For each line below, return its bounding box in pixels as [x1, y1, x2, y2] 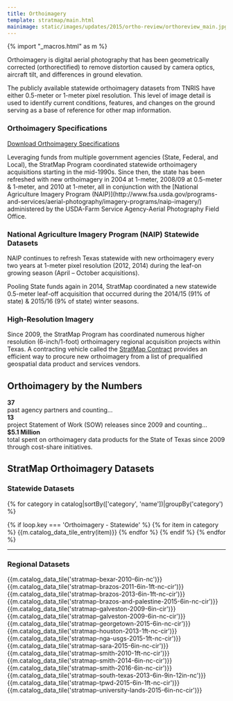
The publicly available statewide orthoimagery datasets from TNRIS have [7, 84, 216, 93]
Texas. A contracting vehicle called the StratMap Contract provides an [7, 345, 208, 354]
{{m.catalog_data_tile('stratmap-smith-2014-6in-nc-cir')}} [7, 656, 173, 665]
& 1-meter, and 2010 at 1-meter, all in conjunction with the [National [7, 182, 199, 191]
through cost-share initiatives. [7, 443, 93, 451]
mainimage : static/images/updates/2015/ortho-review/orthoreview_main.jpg [7, 23, 228, 30]
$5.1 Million [7, 428, 40, 436]
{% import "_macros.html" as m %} [7, 42, 107, 51]
